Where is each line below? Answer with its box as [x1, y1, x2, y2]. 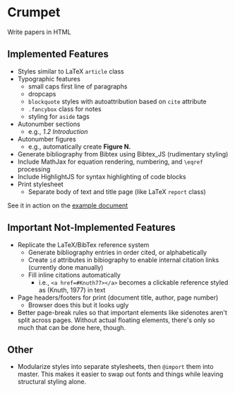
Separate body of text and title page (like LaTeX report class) [28, 187, 206, 195]
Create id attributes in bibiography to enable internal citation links [28, 256, 219, 264]
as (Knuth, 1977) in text [38, 285, 106, 294]
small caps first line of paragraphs [28, 82, 128, 91]
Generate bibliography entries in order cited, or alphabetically [28, 248, 207, 256]
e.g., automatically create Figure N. [28, 142, 131, 151]
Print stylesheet [17, 180, 64, 188]
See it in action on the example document [7, 201, 128, 210]
